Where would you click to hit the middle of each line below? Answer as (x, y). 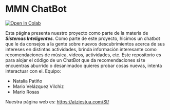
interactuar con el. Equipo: (33, 71)
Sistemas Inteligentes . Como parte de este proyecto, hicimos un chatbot (83, 38)
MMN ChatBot (36, 9)
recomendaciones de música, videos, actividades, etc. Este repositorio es (83, 55)
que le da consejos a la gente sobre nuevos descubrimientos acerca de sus (85, 43)
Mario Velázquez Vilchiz (38, 86)
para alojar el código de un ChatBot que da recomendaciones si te (75, 60)
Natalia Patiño (27, 81)
